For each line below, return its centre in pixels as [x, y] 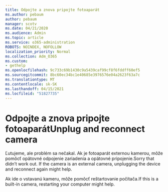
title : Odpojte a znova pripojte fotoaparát [52, 10]
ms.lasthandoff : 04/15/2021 [35, 89]
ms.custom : [17, 61]
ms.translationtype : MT [30, 79]
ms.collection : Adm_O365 [31, 56]
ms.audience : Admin [26, 33]
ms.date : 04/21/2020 [27, 28]
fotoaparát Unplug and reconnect [75, 129]
